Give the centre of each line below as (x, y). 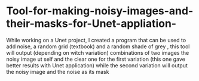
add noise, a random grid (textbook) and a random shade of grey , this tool (98, 46)
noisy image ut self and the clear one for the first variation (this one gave (96, 59)
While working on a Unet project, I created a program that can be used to (96, 40)
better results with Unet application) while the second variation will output (97, 65)
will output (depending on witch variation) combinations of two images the (98, 52)
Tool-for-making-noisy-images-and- (100, 11)
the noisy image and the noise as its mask (58, 71)
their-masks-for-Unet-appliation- (91, 24)
